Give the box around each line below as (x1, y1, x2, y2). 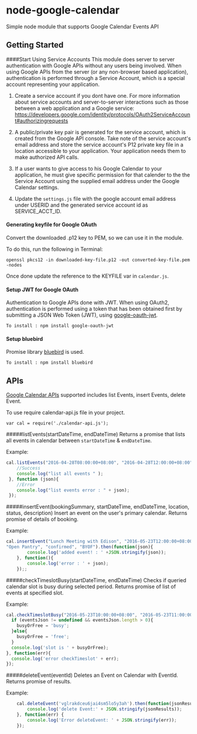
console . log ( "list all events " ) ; (16, 470, 104, 477)
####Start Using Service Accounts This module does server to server (6, 55, 175, 62)
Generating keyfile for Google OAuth (6, 221, 97, 228)
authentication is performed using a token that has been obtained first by (6, 305, 183, 313)
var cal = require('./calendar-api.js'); (6, 420, 109, 427)
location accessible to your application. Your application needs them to (14, 147, 186, 154)
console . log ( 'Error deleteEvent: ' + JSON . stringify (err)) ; (27, 717, 177, 723)
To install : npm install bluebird (6, 360, 93, 366)
